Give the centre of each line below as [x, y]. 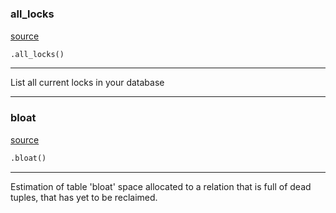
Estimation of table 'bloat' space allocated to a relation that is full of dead [161, 186]
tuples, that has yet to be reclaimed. [84, 197]
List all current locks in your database [87, 83]
